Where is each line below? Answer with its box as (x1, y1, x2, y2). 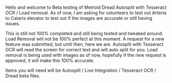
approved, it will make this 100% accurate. (5, 58, 95, 63)
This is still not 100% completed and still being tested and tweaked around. (5, 31, 163, 36)
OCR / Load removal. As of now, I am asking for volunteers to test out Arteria (5, 10, 167, 16)
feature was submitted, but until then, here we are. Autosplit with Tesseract (5, 41, 164, 47)
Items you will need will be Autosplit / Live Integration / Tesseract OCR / (5, 67, 156, 73)
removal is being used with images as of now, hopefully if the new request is (5, 52, 166, 58)
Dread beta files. (5, 73, 40, 78)
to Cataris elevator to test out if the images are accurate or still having (5, 15, 153, 21)
